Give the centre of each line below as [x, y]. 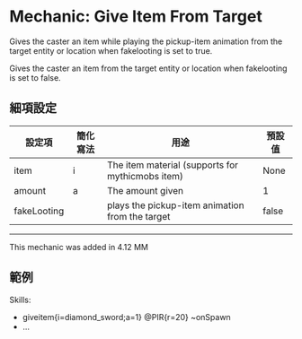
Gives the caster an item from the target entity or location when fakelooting [148, 68]
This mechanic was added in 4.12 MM [79, 247]
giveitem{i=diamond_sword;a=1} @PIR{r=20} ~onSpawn [126, 317]
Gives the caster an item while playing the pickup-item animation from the [146, 41]
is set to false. [35, 77]
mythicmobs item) [145, 176]
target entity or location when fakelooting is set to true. [111, 50]
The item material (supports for [173, 165]
